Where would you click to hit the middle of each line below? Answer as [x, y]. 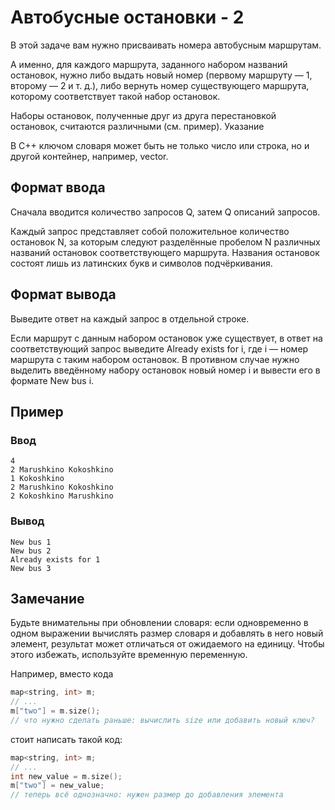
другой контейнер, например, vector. [89, 156]
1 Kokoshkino [37, 479]
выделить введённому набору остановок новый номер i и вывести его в [165, 370]
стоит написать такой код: [66, 739]
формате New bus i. [52, 380]
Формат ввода [58, 187]
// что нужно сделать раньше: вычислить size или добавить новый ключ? [162, 720]
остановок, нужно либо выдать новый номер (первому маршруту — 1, [161, 75]
